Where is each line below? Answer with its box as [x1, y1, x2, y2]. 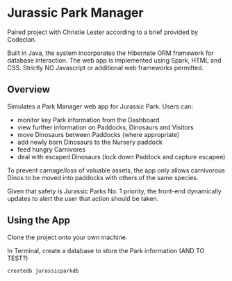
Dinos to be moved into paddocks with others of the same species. [7, 173, 199, 182]
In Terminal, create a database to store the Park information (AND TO [7, 246, 205, 255]
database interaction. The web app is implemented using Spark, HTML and [7, 56, 222, 64]
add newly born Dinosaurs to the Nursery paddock [17, 138, 163, 146]
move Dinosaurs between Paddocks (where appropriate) [17, 130, 180, 138]
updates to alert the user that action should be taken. [7, 194, 159, 202]
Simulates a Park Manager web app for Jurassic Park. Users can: [7, 102, 193, 111]
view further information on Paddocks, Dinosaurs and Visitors [17, 123, 194, 131]
